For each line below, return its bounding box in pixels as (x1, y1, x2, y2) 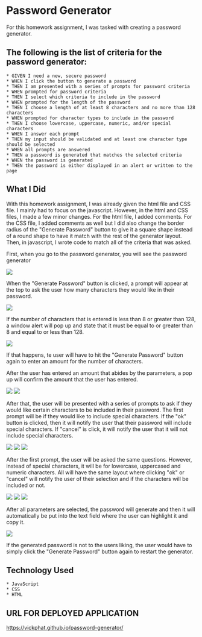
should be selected (6, 141, 55, 148)
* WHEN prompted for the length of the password (6, 99, 131, 105)
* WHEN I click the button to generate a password (6, 78, 136, 84)
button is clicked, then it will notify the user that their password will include (6, 419, 192, 426)
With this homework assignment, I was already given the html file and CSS (6, 200, 191, 207)
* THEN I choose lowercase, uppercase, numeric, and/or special (6, 120, 171, 127)
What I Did (6, 184, 46, 195)
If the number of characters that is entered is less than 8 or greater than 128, (6, 315, 196, 322)
